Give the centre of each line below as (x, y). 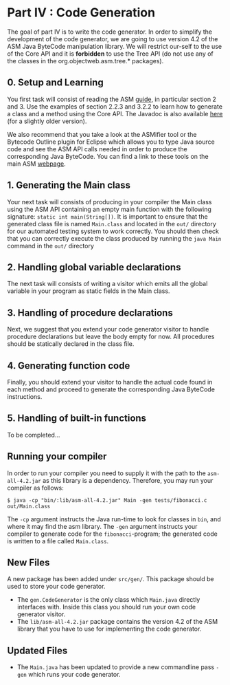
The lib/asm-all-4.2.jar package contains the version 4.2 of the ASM (117, 622)
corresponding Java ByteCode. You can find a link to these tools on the (108, 156)
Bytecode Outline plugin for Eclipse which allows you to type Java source (111, 142)
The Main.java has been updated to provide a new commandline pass (116, 667)
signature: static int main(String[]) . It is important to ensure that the (107, 216)
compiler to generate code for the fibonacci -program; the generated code (112, 534)
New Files (28, 563)
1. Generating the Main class (69, 185)
